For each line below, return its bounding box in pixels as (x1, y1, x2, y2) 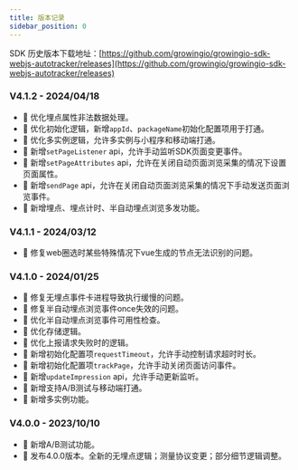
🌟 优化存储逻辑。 (22, 326, 86, 337)
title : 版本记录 (9, 13, 65, 23)
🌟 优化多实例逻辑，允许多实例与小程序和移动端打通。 (22, 134, 220, 145)
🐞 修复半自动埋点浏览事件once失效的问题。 (22, 303, 183, 314)
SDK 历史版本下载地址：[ (9, 47, 102, 59)
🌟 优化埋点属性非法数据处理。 (22, 111, 134, 122)
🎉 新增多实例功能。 (22, 394, 94, 405)
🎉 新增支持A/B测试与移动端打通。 (22, 382, 147, 394)
